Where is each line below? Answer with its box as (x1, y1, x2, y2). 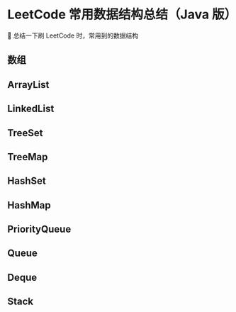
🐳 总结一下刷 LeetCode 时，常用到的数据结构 (7, 31, 139, 40)
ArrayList (7, 79, 50, 91)
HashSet (7, 175, 46, 187)
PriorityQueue (7, 223, 72, 235)
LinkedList (7, 103, 55, 115)
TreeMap (7, 150, 48, 163)
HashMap (7, 199, 51, 211)
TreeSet (7, 127, 43, 139)
